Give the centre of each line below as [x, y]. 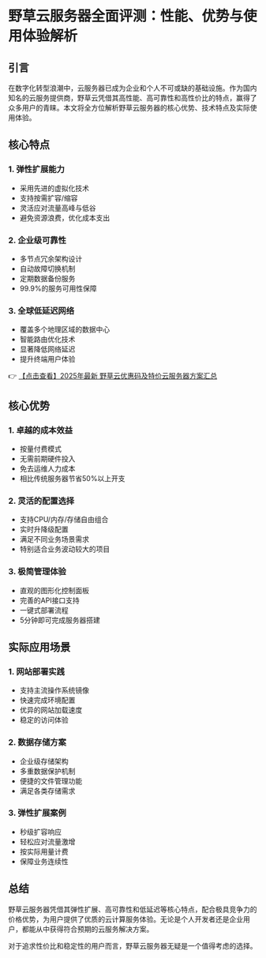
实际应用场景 [39, 647]
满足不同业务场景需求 [54, 539]
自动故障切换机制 [47, 269]
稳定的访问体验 [44, 720]
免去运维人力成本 [47, 468]
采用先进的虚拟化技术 [54, 188]
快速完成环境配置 [47, 701]
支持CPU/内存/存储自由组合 [64, 520]
